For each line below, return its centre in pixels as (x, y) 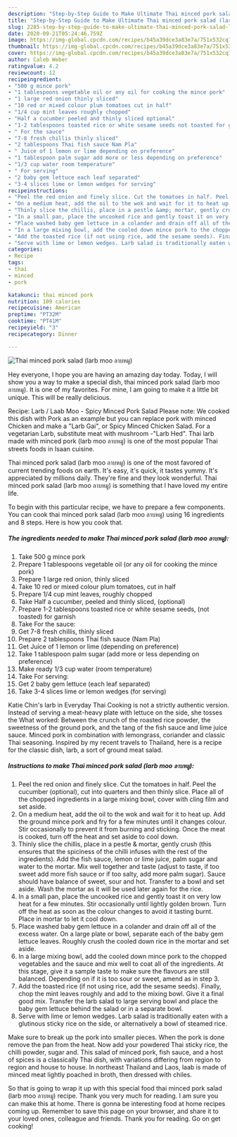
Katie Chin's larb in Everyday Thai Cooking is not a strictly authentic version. (118, 705)
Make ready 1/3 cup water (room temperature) (85, 669)
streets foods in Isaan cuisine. (51, 448)
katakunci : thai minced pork (51, 295)
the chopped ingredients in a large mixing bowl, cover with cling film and (123, 799)
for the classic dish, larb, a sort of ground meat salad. (85, 750)
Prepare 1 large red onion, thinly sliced (73, 579)
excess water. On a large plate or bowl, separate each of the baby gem (121, 934)
